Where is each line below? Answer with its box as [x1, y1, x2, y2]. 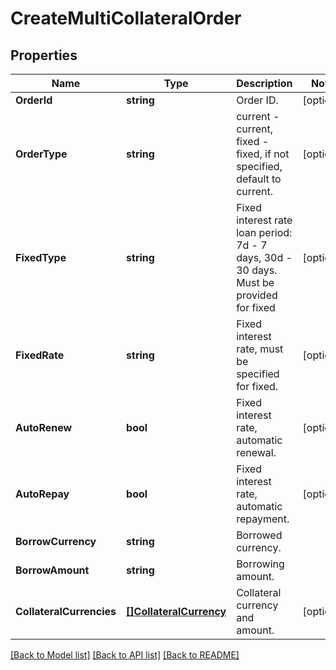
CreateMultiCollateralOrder [10, 7, 242, 30]
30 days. [236, 263, 278, 277]
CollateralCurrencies [15, 605, 117, 618]
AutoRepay [15, 487, 70, 501]
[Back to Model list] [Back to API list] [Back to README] [10, 649, 240, 661]
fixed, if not [236, 147, 290, 161]
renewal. [236, 446, 277, 459]
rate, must [236, 342, 284, 356]
